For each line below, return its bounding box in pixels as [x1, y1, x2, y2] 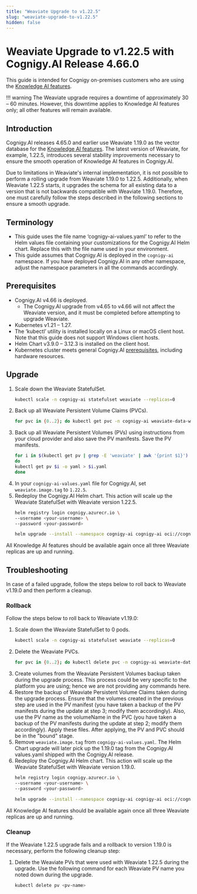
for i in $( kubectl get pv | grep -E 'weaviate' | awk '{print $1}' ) [14, 453, 189, 459]
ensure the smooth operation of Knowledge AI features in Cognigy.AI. [6, 158, 174, 165]
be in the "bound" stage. [14, 732, 74, 739]
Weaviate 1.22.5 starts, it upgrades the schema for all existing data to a [6, 182, 177, 189]
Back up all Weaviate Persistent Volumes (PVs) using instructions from [14, 429, 185, 436]
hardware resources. [14, 352, 65, 359]
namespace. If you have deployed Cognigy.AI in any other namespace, [14, 257, 186, 264]
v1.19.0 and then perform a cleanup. [6, 587, 93, 594]
